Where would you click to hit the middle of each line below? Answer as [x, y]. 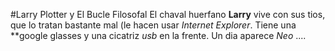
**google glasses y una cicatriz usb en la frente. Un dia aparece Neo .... [158, 35]
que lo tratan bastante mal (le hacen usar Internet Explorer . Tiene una [153, 25]
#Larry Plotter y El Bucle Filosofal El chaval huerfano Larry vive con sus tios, [168, 14]
